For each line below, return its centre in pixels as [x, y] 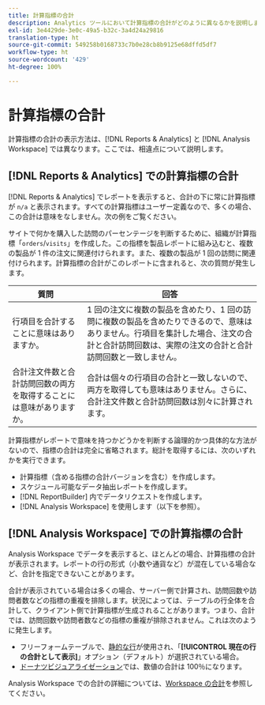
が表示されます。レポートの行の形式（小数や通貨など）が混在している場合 [129, 564]
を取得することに [44, 395]
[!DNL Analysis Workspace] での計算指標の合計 [125, 533]
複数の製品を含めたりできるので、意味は [177, 321]
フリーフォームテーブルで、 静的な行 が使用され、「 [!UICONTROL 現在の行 [138, 647]
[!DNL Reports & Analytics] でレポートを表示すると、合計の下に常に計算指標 [132, 196]
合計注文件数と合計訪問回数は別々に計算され [170, 402]
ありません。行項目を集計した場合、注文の [166, 333]
